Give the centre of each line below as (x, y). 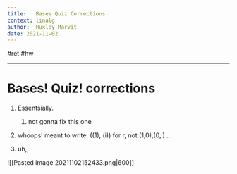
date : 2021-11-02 (33, 33)
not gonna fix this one (60, 122)
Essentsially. (36, 108)
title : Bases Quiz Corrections (56, 14)
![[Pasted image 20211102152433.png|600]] (71, 163)
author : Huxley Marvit (42, 27)
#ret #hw (20, 54)
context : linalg (31, 20)
